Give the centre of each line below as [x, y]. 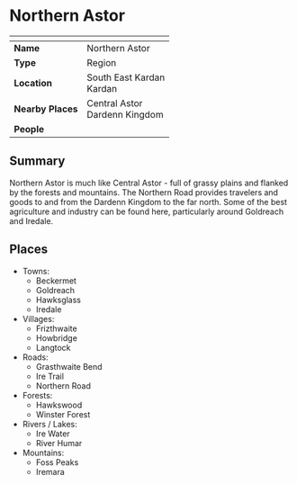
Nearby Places [46, 109]
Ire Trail [50, 376]
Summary [37, 161]
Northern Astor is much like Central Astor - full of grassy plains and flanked [149, 183]
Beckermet [56, 281]
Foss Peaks [57, 462]
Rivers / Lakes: [50, 424]
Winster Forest [63, 414]
